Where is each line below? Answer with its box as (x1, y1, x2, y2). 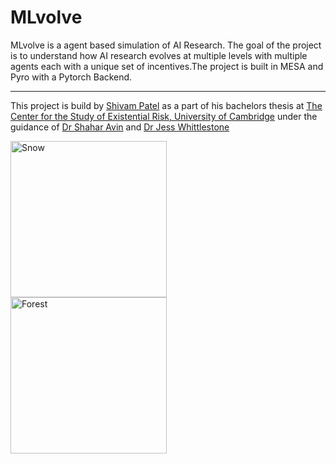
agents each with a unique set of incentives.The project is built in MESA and (10, 60, 324, 72)
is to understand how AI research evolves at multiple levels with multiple (10, 49, 308, 61)
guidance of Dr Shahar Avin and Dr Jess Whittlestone (10, 121, 230, 133)
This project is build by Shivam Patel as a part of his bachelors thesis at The (10, 99, 323, 111)
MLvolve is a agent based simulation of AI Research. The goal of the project (10, 39, 322, 51)
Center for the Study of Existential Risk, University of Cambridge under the (10, 110, 318, 122)
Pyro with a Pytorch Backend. (10, 71, 133, 83)
